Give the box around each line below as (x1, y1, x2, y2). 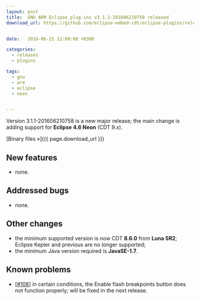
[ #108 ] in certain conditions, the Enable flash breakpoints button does (14, 280, 186, 287)
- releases (11, 52, 39, 58)
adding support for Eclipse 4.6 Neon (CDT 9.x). (6, 123, 123, 131)
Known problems (6, 265, 71, 275)
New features (6, 153, 58, 163)
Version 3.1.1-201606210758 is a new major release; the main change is (6, 117, 180, 125)
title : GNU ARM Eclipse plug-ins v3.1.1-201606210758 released (6, 14, 169, 20)
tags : (6, 69, 20, 75)
